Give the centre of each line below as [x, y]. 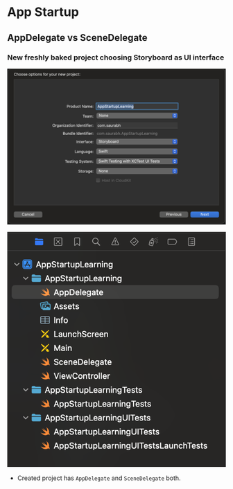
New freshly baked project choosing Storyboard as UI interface [116, 57]
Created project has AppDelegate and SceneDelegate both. [99, 478]
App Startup [43, 12]
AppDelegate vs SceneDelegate [77, 38]
